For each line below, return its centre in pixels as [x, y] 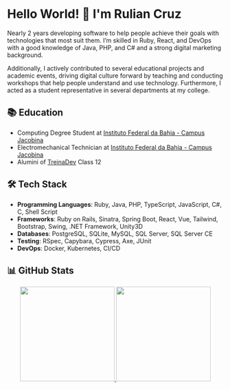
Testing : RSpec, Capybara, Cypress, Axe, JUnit [84, 241]
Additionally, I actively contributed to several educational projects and [106, 68]
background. [25, 55]
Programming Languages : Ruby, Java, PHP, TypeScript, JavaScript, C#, [119, 204]
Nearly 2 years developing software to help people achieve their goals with [113, 33]
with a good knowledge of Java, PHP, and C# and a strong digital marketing [114, 47]
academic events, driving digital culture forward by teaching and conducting [115, 76]
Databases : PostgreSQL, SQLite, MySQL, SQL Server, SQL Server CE [115, 234]
